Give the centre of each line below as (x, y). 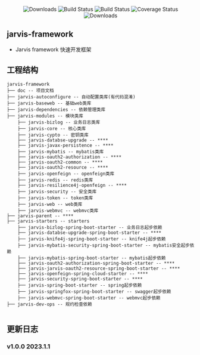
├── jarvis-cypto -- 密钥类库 (53, 135)
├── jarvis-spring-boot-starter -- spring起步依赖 (80, 285)
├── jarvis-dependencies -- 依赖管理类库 (56, 109)
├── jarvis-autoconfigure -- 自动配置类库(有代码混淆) (71, 97)
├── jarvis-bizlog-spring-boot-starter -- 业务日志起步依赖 (90, 227)
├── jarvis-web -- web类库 (50, 204)
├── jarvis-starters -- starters (48, 221)
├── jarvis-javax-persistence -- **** (65, 145)
